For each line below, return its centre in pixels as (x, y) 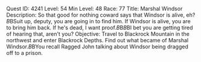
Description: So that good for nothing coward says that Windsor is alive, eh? (101, 15)
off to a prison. (25, 53)
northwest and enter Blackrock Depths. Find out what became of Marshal (97, 40)
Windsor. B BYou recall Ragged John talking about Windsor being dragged (97, 46)
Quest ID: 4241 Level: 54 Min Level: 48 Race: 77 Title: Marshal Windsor (94, 9)
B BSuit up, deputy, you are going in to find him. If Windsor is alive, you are (99, 21)
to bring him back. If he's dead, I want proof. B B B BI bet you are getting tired (100, 27)
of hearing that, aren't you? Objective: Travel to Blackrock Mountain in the (98, 34)
